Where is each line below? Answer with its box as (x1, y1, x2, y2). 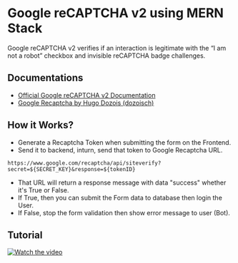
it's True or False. (17, 185, 69, 194)
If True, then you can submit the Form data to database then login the (17, 193, 223, 202)
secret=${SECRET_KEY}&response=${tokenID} (7, 165, 136, 172)
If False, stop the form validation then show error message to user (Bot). (17, 208, 231, 217)
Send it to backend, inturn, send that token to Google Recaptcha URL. (17, 145, 223, 154)
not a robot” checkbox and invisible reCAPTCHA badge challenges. (7, 51, 206, 60)
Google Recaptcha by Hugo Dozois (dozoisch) (17, 98, 154, 107)
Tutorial (7, 229, 43, 241)
